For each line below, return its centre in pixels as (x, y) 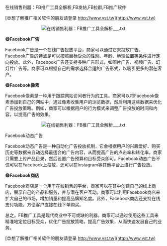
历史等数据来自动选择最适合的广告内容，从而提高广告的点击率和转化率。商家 (83, 152)
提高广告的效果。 (36, 114)
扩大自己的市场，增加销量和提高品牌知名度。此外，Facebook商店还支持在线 (83, 198)
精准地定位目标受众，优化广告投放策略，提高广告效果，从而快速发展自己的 (81, 221)
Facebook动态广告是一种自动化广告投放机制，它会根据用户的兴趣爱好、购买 (83, 146)
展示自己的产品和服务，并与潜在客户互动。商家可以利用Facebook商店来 (87, 192)
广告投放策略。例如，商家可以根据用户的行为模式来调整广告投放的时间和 (79, 108)
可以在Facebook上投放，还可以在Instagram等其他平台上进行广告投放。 (82, 165)
